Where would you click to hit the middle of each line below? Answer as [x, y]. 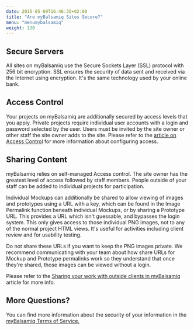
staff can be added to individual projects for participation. [75, 186]
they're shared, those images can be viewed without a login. [79, 265]
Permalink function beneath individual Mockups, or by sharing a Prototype [96, 210]
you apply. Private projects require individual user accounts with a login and [97, 123]
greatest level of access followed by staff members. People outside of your [96, 180]
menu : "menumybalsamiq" [35, 22]
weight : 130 [20, 28]
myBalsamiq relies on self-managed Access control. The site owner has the [97, 173]
